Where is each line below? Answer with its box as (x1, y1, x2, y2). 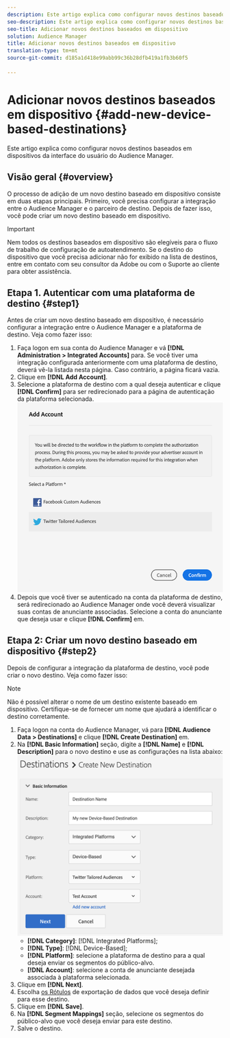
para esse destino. (16, 995, 70, 1004)
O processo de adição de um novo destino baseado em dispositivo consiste (7, 189, 221, 198)
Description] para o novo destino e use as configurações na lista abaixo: (16, 747, 223, 755)
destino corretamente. (7, 712, 70, 720)
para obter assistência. (7, 267, 72, 275)
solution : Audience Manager (7, 33, 88, 40)
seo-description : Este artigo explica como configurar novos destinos (7, 18, 213, 25)
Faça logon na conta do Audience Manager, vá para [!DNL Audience (16, 725, 211, 734)
